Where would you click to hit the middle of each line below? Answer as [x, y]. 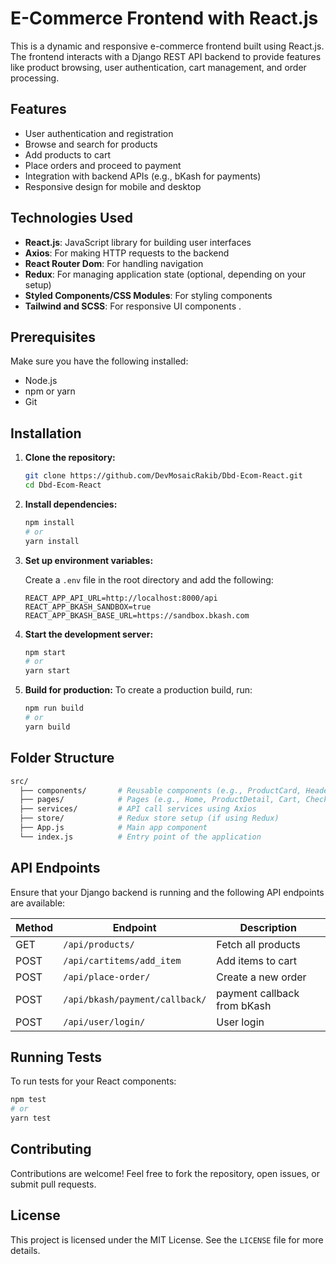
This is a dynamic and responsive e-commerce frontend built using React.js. [167, 46]
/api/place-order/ [107, 976]
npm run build [54, 708]
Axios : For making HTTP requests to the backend [127, 253]
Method [34, 927]
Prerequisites [53, 337]
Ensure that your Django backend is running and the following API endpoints [167, 892]
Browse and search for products [91, 144]
